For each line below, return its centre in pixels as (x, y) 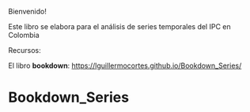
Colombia (24, 35)
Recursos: (25, 50)
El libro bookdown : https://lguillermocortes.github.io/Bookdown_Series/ (125, 65)
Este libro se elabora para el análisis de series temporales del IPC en (119, 26)
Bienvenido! (28, 11)
